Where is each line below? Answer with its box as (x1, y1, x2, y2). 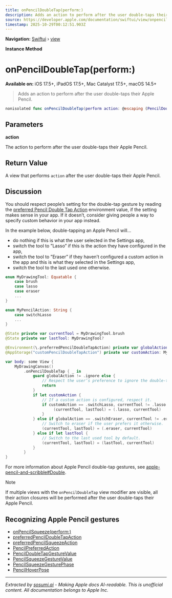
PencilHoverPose (12, 567, 50, 573)
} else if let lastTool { (32, 431, 88, 436)
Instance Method (5, 46, 42, 52)
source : (5, 17, 22, 22)
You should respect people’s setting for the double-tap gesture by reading (5, 201, 162, 207)
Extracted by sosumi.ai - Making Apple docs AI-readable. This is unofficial (5, 581, 163, 588)
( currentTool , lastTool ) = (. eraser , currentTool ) (41, 426, 153, 431)
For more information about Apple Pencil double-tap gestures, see (5, 464, 145, 470)
